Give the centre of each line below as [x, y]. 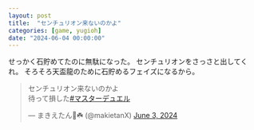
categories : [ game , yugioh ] [55, 30]
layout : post [30, 16]
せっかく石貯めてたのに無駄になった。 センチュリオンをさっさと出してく [128, 61]
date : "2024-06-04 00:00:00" [57, 38]
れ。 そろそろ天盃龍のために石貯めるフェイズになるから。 [104, 72]
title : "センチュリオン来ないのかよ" [65, 23]
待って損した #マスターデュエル [79, 98]
